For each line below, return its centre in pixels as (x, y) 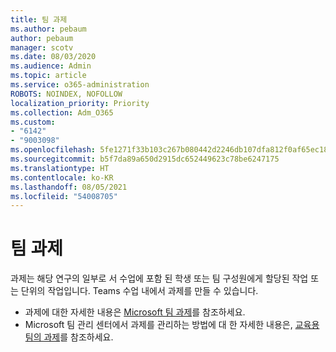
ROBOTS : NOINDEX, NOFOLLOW (66, 94)
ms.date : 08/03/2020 (53, 57)
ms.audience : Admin (51, 66)
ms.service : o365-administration (80, 85)
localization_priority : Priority (80, 103)
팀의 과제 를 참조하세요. (69, 337)
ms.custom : (33, 122)
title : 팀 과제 (39, 19)
